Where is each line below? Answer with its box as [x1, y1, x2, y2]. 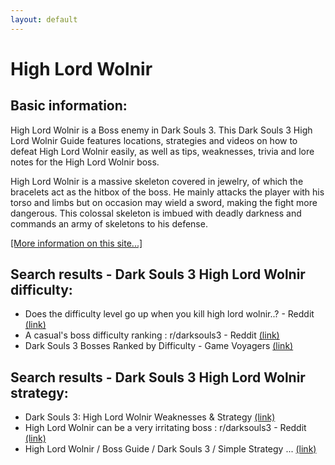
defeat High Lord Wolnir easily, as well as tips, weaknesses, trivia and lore [10, 145, 315, 157]
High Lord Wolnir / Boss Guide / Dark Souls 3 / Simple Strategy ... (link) [24, 443, 317, 455]
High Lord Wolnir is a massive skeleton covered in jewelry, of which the [10, 175, 304, 187]
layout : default [10, 14, 78, 25]
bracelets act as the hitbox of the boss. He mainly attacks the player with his [10, 186, 325, 198]
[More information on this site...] [10, 237, 143, 249]
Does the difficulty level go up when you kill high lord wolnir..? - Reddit [24, 308, 315, 320]
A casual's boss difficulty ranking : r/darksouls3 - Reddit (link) [24, 329, 280, 341]
